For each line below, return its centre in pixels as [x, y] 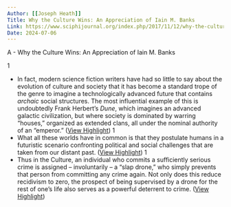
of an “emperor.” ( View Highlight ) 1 [66, 130]
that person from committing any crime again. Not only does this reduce [119, 175]
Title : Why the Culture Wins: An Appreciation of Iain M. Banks [101, 20]
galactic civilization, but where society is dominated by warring [106, 116]
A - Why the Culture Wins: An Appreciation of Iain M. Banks [91, 52]
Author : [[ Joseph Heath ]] [44, 13]
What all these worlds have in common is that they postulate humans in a [120, 138]
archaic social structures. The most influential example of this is [108, 101]
